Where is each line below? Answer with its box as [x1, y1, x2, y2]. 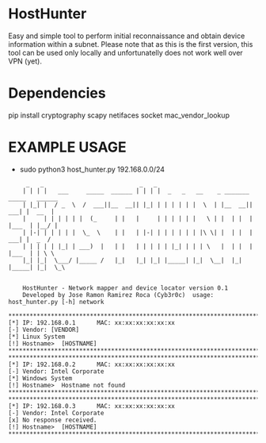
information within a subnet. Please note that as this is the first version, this [8, 39, 253, 48]
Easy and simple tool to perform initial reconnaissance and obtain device [8, 31, 245, 40]
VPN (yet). [8, 56, 42, 66]
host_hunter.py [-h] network [8, 298, 104, 306]
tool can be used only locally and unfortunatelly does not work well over [8, 48, 243, 57]
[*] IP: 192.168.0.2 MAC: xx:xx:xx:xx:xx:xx [8, 360, 176, 368]
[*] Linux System [8, 333, 66, 341]
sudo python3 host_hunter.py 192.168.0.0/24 [19, 164, 165, 174]
